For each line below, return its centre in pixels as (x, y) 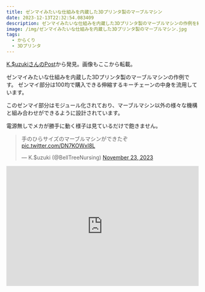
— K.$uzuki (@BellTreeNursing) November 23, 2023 (87, 157)
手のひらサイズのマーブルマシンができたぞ (74, 138)
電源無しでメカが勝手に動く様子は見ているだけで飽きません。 (84, 126)
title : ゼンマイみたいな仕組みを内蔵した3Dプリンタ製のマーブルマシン (85, 12)
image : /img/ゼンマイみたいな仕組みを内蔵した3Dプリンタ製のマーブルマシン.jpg (97, 29)
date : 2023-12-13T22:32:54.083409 (50, 18)
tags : (13, 35)
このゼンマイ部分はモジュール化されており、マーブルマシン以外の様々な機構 (102, 105)
